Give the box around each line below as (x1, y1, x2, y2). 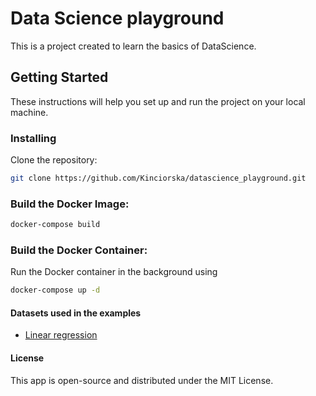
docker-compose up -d (10, 285, 101, 296)
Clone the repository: (10, 154, 98, 166)
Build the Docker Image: (10, 197, 130, 211)
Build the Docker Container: (10, 243, 148, 257)
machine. (10, 106, 49, 118)
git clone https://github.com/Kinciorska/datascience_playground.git (10, 173, 307, 184)
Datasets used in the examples (10, 307, 142, 319)
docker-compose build (10, 220, 101, 230)
